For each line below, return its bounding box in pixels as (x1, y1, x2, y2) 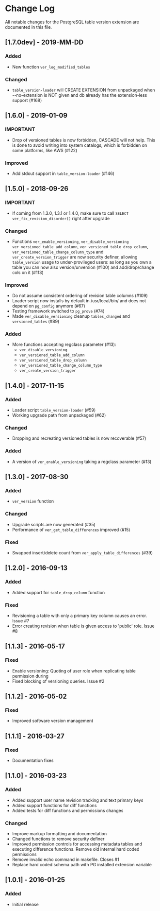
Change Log (5, 3, 55, 14)
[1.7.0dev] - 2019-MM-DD (5, 38, 84, 47)
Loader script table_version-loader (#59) (12, 407, 96, 413)
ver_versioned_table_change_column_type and (12, 249, 104, 255)
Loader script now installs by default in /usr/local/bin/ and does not (12, 298, 146, 304)
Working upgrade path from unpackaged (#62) (12, 413, 106, 418)
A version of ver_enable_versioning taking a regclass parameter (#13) (12, 459, 152, 464)
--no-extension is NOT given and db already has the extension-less (12, 92, 147, 98)
